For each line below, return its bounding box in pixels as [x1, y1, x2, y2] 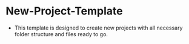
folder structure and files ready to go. [14, 30, 108, 37]
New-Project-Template [5, 4, 123, 18]
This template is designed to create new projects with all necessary [14, 24, 183, 31]
